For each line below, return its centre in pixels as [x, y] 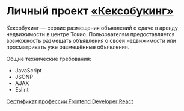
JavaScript [28, 70]
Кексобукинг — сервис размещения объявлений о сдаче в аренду [92, 28]
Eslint [22, 89]
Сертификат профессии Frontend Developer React [70, 101]
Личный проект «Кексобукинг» [90, 11]
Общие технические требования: [49, 59]
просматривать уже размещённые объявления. [68, 47]
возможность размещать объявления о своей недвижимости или [91, 40]
